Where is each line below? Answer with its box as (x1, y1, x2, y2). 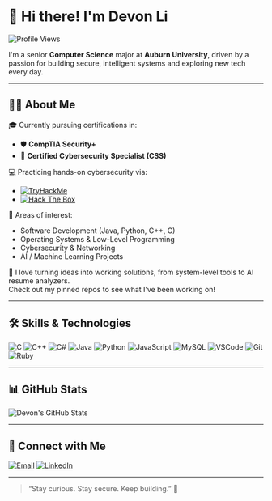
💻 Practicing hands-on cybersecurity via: (8, 167, 148, 176)
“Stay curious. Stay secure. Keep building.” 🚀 (28, 484, 178, 494)
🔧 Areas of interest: (8, 210, 73, 219)
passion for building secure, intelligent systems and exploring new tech (8, 58, 246, 68)
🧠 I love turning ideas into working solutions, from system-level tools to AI (8, 267, 254, 277)
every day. (8, 66, 44, 76)
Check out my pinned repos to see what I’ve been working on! (8, 284, 216, 294)
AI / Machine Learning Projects (19, 251, 124, 261)
